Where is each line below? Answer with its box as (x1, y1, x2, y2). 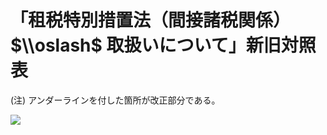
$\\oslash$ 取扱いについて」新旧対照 (10, 34, 317, 57)
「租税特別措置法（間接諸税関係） (10, 9, 292, 32)
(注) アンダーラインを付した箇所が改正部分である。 (10, 94, 221, 106)
